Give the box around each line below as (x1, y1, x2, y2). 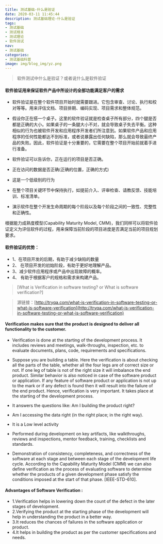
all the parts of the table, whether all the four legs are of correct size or (12, 362, 154, 368)
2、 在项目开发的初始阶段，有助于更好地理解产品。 (12, 262, 114, 268)
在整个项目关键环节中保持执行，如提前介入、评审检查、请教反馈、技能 (12, 187, 153, 193)
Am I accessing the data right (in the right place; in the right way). (12, 412, 144, 417)
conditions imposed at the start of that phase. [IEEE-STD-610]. (12, 476, 137, 482)
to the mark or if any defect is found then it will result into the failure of (12, 382, 153, 388)
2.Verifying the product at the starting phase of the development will (12, 508, 149, 514)
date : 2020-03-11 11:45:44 (5, 12, 60, 17)
